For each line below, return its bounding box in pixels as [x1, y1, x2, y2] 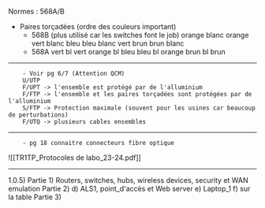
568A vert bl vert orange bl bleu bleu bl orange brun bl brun [31, 47, 226, 56]
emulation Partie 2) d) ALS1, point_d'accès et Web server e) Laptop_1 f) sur [8, 184, 251, 193]
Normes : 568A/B [8, 7, 65, 16]
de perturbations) [8, 111, 69, 119]
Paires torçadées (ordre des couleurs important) [19, 22, 177, 31]
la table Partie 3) [8, 192, 62, 202]
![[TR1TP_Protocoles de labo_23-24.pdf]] [8, 153, 142, 162]
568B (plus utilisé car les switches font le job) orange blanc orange [31, 31, 249, 39]
